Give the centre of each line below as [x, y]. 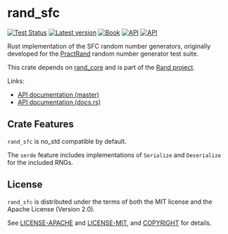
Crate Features [40, 124]
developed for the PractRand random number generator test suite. [103, 54]
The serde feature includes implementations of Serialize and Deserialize [114, 155]
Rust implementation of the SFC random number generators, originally [109, 46]
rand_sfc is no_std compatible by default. [67, 141]
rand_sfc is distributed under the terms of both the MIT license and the [110, 202]
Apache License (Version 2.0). [51, 209]
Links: [16, 81]
